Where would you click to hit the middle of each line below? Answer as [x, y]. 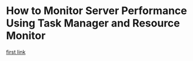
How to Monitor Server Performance [96, 11]
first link [16, 52]
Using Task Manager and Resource [93, 23]
